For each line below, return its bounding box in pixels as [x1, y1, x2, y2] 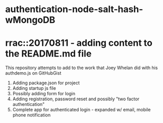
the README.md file [5, 48, 92, 59]
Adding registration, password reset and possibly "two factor [12, 96, 140, 102]
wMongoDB [5, 14, 56, 26]
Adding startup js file [12, 85, 57, 91]
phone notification [12, 112, 51, 118]
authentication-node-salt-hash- [5, 4, 143, 15]
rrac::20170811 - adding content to [5, 37, 153, 49]
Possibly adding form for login [12, 91, 76, 97]
